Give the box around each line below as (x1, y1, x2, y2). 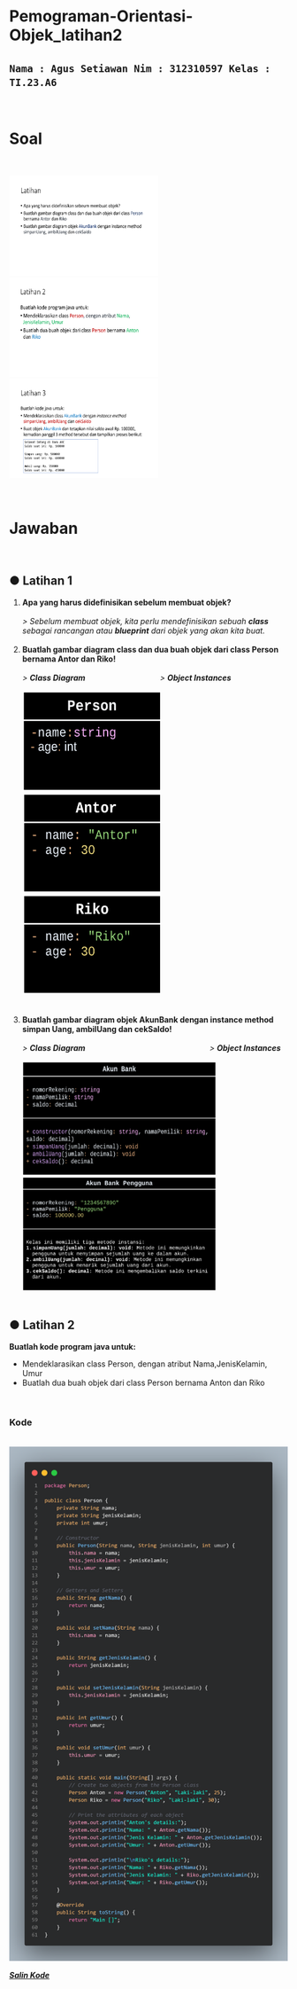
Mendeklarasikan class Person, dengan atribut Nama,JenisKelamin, (21, 1359, 268, 1369)
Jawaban (9, 519, 79, 538)
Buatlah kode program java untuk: (9, 1341, 136, 1351)
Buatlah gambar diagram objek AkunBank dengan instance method (21, 1014, 274, 1025)
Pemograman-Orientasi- (9, 6, 194, 27)
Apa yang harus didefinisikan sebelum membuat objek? (21, 597, 232, 607)
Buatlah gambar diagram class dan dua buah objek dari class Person (21, 644, 279, 654)
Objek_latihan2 (9, 25, 123, 45)
